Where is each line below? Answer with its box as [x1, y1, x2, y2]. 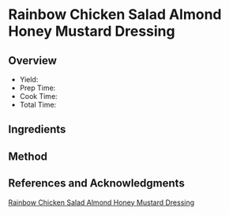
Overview [8, 54, 58, 67]
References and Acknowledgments [8, 176, 186, 190]
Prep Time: [19, 83, 56, 92]
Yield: [19, 75, 39, 84]
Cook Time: [19, 92, 58, 100]
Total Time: [19, 100, 57, 109]
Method [8, 149, 48, 163]
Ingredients [8, 123, 66, 136]
